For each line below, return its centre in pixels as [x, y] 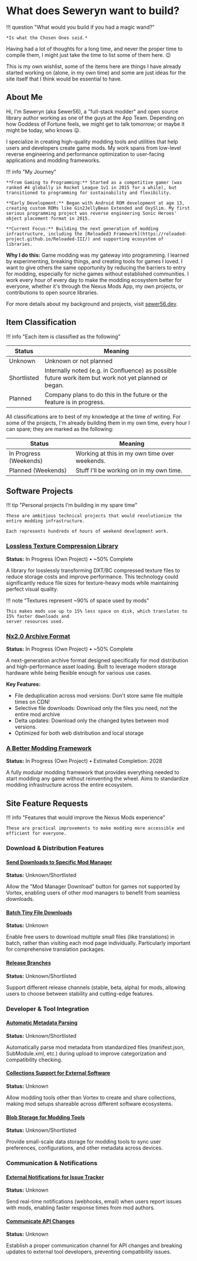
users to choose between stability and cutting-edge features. [80, 993]
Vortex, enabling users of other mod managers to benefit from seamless [93, 893]
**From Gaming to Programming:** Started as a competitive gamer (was [94, 182]
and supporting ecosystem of [128, 239]
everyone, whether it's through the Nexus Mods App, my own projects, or [95, 286]
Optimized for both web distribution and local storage [79, 733]
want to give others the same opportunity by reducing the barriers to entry [96, 267]
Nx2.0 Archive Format [38, 636]
